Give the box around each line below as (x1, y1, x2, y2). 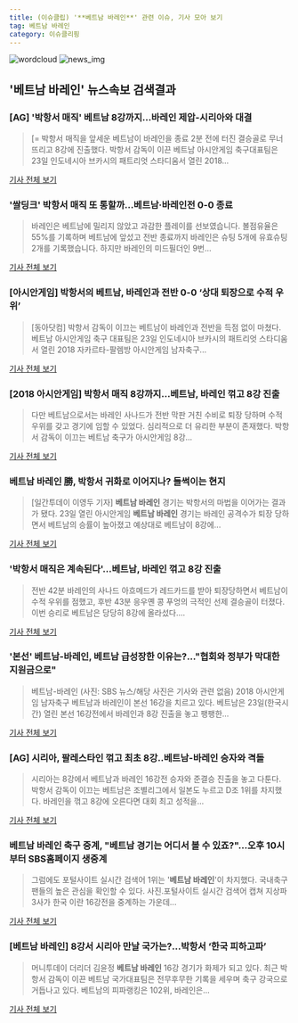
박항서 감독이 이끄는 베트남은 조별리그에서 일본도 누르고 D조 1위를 (30, 785, 259, 796)
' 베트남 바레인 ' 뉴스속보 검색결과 (9, 82, 176, 97)
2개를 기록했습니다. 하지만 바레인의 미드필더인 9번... (30, 243, 212, 254)
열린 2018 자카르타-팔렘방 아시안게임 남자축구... (40, 344, 207, 355)
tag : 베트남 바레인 (9, 21, 70, 30)
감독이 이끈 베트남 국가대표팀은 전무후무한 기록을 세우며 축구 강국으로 (47, 973, 288, 984)
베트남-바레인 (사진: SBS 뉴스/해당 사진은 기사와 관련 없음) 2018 (30, 686, 254, 697)
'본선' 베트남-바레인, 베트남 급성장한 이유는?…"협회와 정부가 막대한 (9, 650, 280, 663)
